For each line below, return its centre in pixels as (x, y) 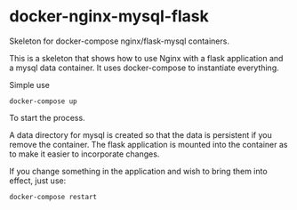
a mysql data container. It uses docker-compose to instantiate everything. (144, 68)
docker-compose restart (53, 197)
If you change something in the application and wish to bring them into (139, 171)
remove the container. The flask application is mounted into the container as (148, 144)
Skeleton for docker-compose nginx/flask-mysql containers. (119, 41)
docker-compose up (43, 101)
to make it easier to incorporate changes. (84, 154)
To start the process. (48, 117)
